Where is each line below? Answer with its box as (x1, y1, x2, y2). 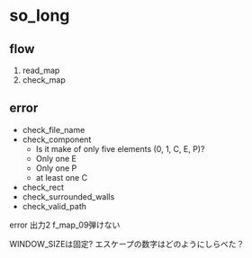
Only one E (35, 153, 77, 164)
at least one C (35, 172, 88, 182)
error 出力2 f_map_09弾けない (9, 219, 121, 230)
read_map (22, 65, 60, 76)
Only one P (35, 163, 77, 173)
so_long (9, 5, 70, 26)
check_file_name (22, 124, 85, 135)
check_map (22, 75, 66, 85)
